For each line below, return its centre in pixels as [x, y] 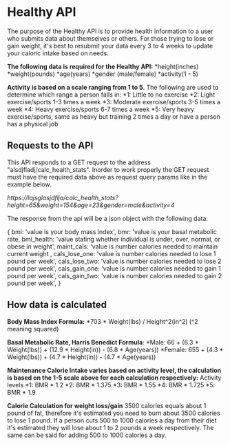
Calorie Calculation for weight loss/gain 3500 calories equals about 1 [107, 405]
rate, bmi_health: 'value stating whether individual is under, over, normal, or [114, 239]
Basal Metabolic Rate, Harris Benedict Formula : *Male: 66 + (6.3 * [103, 342]
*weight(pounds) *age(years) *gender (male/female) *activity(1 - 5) [103, 74]
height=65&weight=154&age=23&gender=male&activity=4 [91, 205]
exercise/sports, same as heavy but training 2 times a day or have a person [114, 116]
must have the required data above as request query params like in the [107, 177]
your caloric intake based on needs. [58, 53]
